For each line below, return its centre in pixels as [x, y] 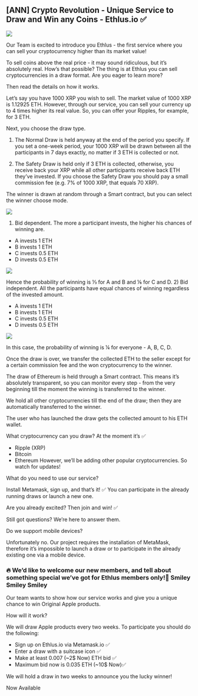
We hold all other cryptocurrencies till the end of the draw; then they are [94, 400]
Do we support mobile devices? [44, 531]
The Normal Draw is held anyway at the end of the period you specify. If [102, 139]
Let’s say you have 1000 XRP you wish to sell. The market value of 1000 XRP [99, 98]
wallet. [14, 424]
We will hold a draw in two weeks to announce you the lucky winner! [89, 677]
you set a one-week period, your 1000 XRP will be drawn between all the [103, 146]
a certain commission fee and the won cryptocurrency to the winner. [89, 365]
